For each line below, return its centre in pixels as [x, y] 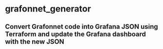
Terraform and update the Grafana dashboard [75, 34]
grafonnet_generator [48, 9]
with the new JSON [35, 42]
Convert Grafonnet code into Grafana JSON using [81, 27]
